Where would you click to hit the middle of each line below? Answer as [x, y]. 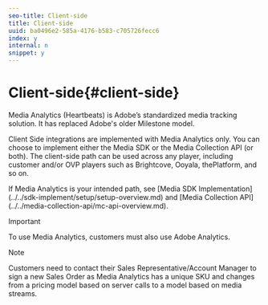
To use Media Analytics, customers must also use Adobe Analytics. [119, 237]
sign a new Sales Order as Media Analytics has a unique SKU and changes [132, 276]
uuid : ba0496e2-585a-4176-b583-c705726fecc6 [84, 31]
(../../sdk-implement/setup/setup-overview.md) [86, 197]
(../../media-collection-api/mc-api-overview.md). [88, 205]
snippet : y [26, 53]
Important [24, 221]
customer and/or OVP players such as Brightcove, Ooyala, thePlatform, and [133, 165]
